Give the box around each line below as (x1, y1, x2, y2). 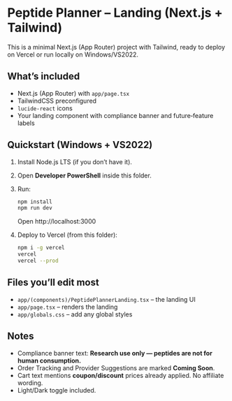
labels (17, 119, 35, 127)
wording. (17, 379, 43, 387)
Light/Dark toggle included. (17, 386, 96, 394)
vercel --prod (17, 257, 59, 265)
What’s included (7, 71, 80, 82)
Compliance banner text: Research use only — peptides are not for (17, 349, 213, 357)
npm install (17, 198, 52, 205)
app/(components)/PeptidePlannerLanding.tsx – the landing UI (17, 295, 196, 303)
